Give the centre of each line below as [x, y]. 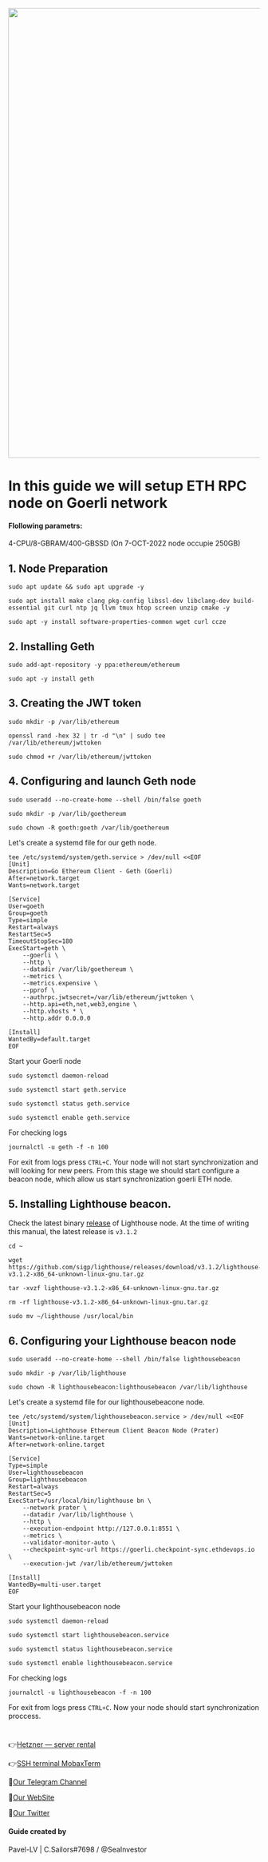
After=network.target [44, 878]
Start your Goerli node [45, 1061]
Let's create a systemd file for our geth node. [83, 842]
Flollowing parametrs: [45, 525]
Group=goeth [28, 913]
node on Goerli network [88, 503]
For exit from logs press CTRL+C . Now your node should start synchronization [134, 1708]
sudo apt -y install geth [51, 679]
